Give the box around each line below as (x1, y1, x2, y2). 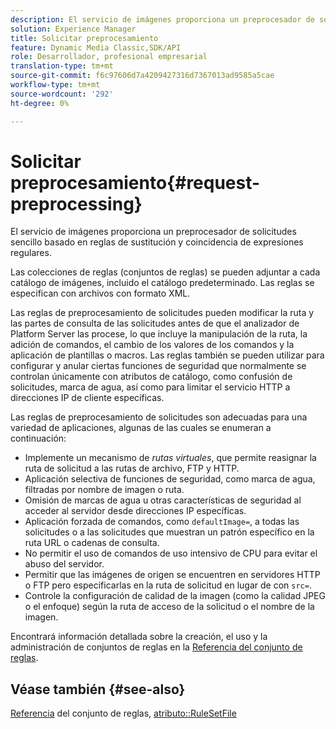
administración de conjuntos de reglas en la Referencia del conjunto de (10, 641, 303, 653)
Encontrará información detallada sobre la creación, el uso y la (10, 631, 268, 643)
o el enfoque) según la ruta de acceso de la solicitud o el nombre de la (24, 601, 315, 613)
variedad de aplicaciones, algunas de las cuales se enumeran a (10, 422, 272, 434)
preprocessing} (10, 192, 143, 215)
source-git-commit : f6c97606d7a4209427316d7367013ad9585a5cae (10, 71, 275, 81)
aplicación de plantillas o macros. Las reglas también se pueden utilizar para (10, 349, 325, 361)
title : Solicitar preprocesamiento (10, 33, 159, 43)
